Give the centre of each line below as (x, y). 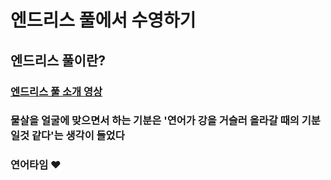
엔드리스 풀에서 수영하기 (103, 20)
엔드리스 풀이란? (58, 60)
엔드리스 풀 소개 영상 (56, 91)
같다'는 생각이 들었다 (78, 136)
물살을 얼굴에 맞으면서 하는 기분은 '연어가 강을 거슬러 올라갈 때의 (155, 121)
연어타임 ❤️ (36, 165)
